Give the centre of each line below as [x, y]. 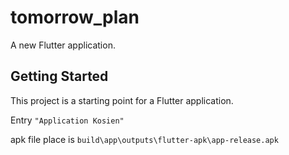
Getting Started [59, 76]
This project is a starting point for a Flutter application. [122, 100]
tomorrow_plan [75, 17]
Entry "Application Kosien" [67, 120]
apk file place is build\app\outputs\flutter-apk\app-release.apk [144, 139]
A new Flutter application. [63, 45]
